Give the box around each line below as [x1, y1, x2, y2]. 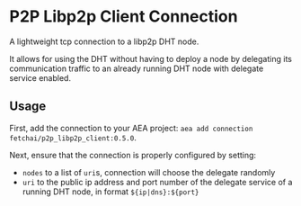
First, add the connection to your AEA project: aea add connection [9, 122, 253, 133]
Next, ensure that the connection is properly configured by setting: [9, 149, 257, 160]
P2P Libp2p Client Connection [9, 6, 238, 27]
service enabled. [9, 72, 72, 83]
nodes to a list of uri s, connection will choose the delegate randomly [22, 166, 276, 177]
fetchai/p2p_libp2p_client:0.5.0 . [9, 132, 137, 143]
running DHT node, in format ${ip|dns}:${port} [22, 186, 199, 197]
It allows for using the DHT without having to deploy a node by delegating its [9, 53, 292, 64]
